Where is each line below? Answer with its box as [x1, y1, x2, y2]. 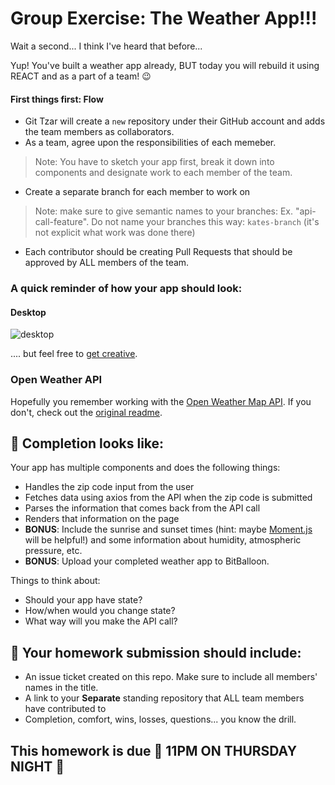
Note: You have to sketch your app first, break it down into [34, 156, 275, 168]
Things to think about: [10, 575, 101, 587]
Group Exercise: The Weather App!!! [10, 7, 318, 30]
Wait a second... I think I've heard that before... [10, 40, 203, 52]
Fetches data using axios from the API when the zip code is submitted [24, 492, 313, 504]
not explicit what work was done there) [34, 227, 196, 239]
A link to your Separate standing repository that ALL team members [24, 692, 305, 704]
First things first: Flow [10, 93, 104, 105]
